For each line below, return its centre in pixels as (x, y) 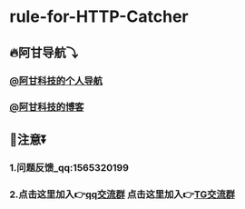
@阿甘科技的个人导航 (56, 81)
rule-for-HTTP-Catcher (99, 17)
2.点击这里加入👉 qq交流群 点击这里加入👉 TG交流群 (122, 194)
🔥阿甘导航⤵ (44, 52)
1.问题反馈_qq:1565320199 (69, 167)
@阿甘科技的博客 (47, 107)
